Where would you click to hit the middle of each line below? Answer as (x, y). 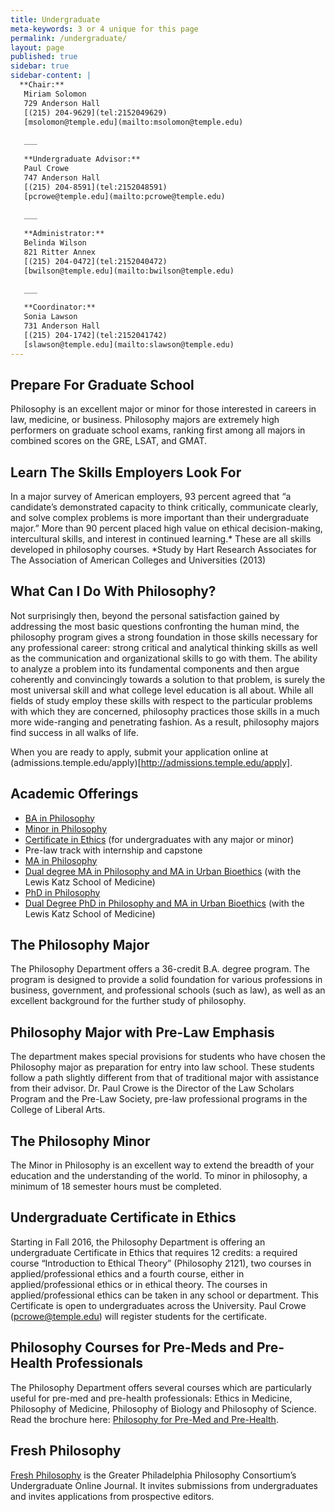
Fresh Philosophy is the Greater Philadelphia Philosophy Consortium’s (153, 1475)
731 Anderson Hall (62, 326)
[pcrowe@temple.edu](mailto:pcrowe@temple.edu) (124, 196)
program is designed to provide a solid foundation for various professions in (166, 980)
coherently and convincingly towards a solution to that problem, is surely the (168, 679)
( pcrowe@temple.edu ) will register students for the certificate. (138, 1316)
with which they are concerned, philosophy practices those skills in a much (165, 711)
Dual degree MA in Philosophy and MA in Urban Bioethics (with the (163, 871)
